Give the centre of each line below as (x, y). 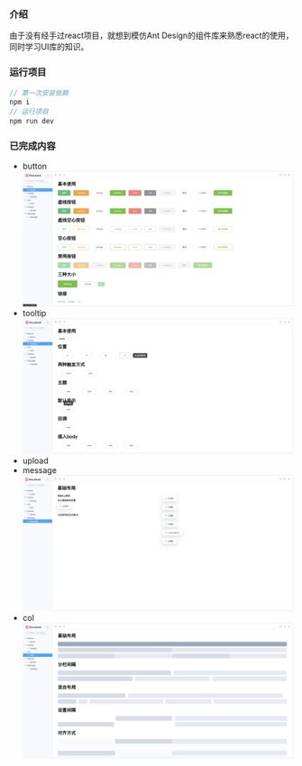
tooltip (34, 314)
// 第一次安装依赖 (39, 93)
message (39, 470)
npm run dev (32, 122)
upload (36, 461)
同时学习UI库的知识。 (49, 47)
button (35, 166)
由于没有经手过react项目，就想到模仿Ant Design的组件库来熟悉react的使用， (151, 36)
